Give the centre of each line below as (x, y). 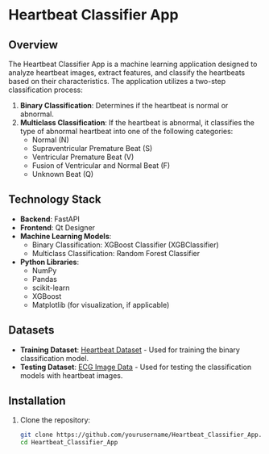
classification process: (46, 90)
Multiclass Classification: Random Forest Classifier (116, 253)
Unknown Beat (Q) (63, 174)
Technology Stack (55, 200)
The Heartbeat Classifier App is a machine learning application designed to (133, 64)
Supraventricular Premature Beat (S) (92, 148)
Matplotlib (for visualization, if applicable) (101, 305)
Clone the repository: (55, 420)
